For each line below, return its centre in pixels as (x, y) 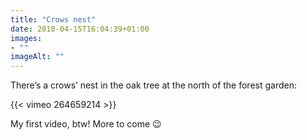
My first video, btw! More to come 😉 (86, 124)
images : (26, 38)
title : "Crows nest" (53, 19)
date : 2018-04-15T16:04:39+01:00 (80, 29)
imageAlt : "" (37, 57)
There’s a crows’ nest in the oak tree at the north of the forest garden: (154, 85)
